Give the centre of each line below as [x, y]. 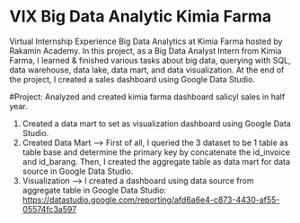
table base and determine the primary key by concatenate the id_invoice [156, 152]
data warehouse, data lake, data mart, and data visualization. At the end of [147, 70]
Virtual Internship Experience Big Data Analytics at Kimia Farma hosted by [146, 41]
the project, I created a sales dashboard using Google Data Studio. [132, 79]
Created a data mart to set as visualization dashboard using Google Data [157, 124]
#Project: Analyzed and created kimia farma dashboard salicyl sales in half [147, 97]
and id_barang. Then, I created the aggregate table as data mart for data [156, 161]
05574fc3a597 [49, 209]
